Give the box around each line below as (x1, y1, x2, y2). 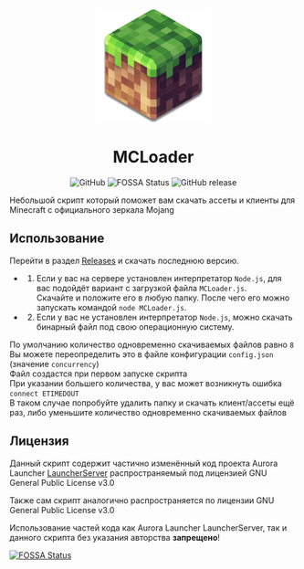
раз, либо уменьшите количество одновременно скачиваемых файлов (9, 406, 288, 417)
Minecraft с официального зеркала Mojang (9, 204, 175, 215)
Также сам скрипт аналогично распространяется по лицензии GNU (9, 494, 275, 506)
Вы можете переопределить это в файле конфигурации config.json (9, 348, 274, 360)
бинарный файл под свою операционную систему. (36, 321, 235, 332)
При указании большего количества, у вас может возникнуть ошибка (9, 377, 283, 388)
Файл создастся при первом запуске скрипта (9, 368, 188, 379)
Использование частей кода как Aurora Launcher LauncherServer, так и (9, 522, 288, 533)
